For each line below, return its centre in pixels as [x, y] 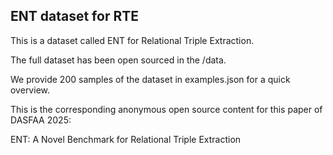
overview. [30, 90]
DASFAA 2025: [41, 120]
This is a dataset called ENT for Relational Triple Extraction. [132, 40]
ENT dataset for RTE [74, 16]
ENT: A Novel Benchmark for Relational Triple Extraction [126, 139]
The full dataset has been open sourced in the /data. [118, 60]
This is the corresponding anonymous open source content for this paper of [166, 109]
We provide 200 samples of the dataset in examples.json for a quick [150, 79]
